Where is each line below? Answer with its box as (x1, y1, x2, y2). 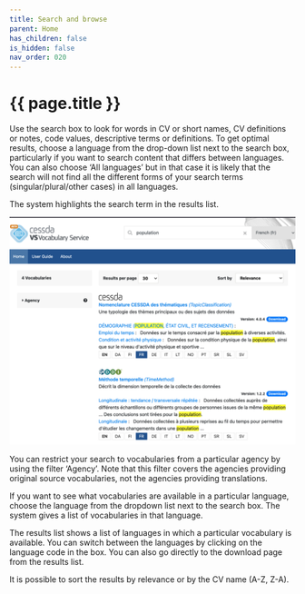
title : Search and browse (9, 15, 107, 24)
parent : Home (9, 24, 59, 34)
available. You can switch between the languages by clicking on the (9, 537, 263, 548)
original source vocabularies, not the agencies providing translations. (9, 472, 268, 483)
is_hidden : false (9, 44, 75, 53)
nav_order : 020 (9, 53, 67, 63)
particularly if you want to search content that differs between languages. (9, 153, 284, 163)
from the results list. (9, 556, 84, 567)
